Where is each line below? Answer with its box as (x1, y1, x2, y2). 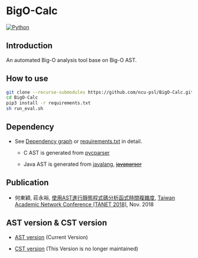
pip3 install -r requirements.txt (6, 100, 91, 106)
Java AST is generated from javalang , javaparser (23, 161, 142, 168)
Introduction (6, 41, 53, 51)
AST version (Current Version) (14, 233, 88, 240)
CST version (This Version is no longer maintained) (14, 245, 138, 252)
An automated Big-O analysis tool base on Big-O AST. (6, 56, 137, 63)
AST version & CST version (6, 218, 107, 228)
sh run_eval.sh (6, 106, 44, 112)
